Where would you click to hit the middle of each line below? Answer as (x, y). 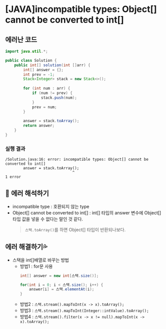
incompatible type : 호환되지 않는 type (51, 206)
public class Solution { (31, 60)
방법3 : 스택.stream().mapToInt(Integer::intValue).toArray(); (84, 310)
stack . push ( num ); (59, 98)
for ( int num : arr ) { (47, 89)
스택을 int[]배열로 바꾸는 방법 (40, 260)
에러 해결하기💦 (26, 247)
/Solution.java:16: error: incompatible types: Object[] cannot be (77, 159)
